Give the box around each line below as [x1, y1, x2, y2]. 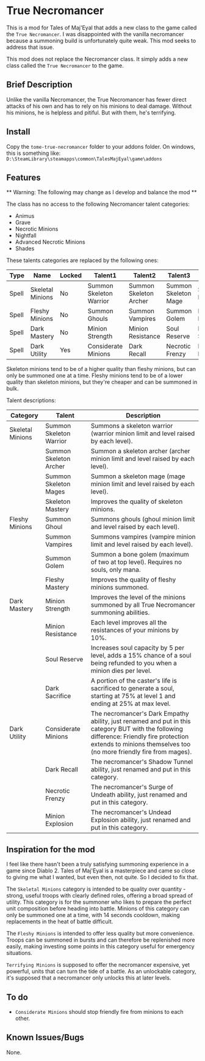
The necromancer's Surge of [90, 783, 174, 792]
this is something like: [6, 149, 61, 157]
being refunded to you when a [90, 659, 177, 667]
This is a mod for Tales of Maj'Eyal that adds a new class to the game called [6, 24, 197, 31]
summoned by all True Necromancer [90, 601, 196, 609]
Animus [15, 212, 35, 220]
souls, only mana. [90, 566, 141, 574]
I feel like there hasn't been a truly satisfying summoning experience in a [6, 861, 189, 868]
